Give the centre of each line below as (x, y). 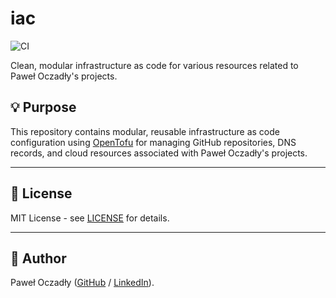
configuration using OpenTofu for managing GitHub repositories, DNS (153, 142)
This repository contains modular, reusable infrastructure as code (145, 131)
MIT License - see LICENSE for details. (90, 218)
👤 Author (38, 258)
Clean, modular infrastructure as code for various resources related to (154, 65)
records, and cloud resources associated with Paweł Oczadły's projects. (159, 153)
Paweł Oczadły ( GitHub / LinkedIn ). (82, 283)
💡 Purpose (43, 107)
